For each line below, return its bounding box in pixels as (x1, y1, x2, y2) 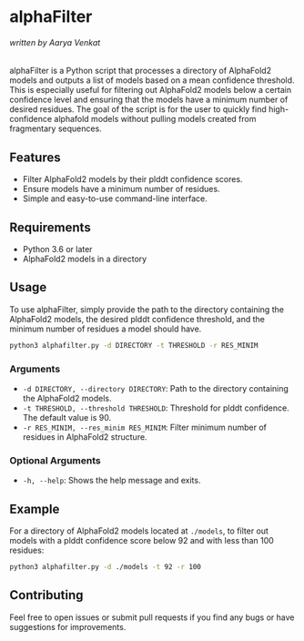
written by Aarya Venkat (9, 36, 101, 47)
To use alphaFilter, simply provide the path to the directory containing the (9, 303, 285, 315)
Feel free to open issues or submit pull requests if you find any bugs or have (9, 612, 295, 623)
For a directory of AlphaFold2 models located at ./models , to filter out (9, 525, 269, 536)
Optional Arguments (9, 453, 102, 466)
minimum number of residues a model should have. (9, 323, 202, 334)
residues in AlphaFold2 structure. (22, 432, 147, 443)
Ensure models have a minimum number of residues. (22, 184, 220, 195)
